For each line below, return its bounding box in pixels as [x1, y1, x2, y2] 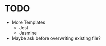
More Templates [11, 19, 46, 25]
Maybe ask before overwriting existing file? [11, 35, 101, 41]
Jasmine [19, 30, 37, 36]
